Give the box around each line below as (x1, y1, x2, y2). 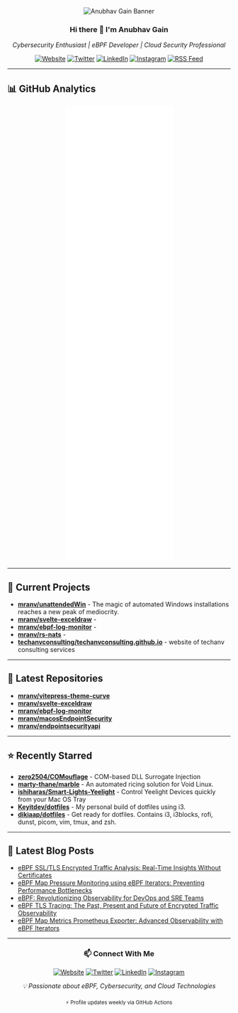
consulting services (17, 645, 76, 653)
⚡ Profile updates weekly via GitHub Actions (65, 999, 173, 1006)
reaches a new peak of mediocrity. (17, 607, 119, 616)
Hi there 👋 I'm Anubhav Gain (69, 24, 169, 34)
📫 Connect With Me (84, 949, 154, 959)
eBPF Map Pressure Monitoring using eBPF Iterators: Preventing (17, 879, 205, 887)
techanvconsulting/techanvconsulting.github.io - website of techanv (17, 638, 225, 646)
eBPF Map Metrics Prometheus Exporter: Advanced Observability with (17, 916, 223, 925)
